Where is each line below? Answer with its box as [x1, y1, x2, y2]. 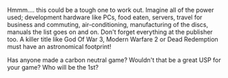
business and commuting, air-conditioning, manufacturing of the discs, [7, 21, 209, 28]
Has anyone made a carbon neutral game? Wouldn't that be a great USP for [7, 56, 222, 64]
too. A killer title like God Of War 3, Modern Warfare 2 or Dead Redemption [7, 35, 218, 43]
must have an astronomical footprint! [7, 43, 112, 50]
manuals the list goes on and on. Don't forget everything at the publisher [7, 28, 214, 36]
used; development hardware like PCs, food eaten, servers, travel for [7, 13, 203, 21]
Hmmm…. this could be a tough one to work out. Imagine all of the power [7, 6, 214, 14]
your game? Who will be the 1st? [7, 64, 99, 71]
